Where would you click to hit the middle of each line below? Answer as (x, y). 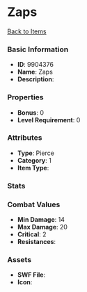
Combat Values (34, 204)
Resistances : (37, 242)
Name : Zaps (35, 72)
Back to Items (27, 31)
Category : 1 (34, 160)
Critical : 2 (32, 234)
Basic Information (38, 49)
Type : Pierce (35, 153)
